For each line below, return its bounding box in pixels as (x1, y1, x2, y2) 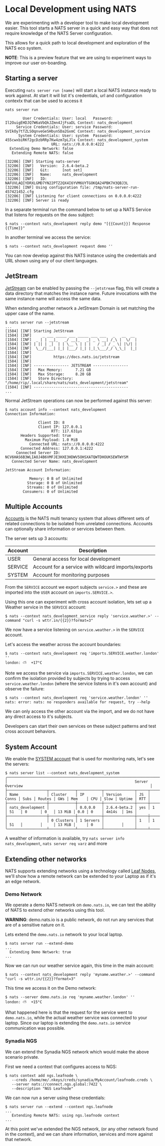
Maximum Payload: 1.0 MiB (25, 437, 78, 442)
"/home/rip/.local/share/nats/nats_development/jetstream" (5, 380, 129, 385)
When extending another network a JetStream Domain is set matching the (5, 305, 155, 311)
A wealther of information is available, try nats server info (5, 835, 125, 841)
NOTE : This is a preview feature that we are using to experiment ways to (5, 54, 151, 60)
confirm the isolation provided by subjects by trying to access (5, 676, 130, 681)
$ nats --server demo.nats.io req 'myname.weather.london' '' (5, 995, 135, 1000)
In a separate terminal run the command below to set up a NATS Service (5, 206, 151, 213)
